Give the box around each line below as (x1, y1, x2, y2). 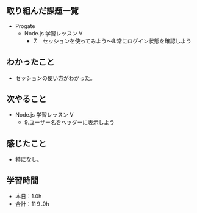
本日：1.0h (15, 193, 42, 200)
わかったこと (6, 57, 55, 67)
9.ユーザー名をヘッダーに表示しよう (24, 118, 115, 126)
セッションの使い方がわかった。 (15, 74, 96, 81)
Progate (15, 22, 35, 29)
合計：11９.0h (15, 200, 49, 208)
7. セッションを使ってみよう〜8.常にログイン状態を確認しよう (33, 37, 192, 45)
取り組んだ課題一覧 (6, 5, 79, 16)
